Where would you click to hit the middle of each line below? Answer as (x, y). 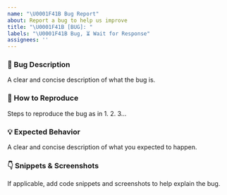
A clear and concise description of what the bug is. (81, 80)
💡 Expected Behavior (44, 132)
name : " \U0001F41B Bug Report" (53, 14)
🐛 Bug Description (39, 65)
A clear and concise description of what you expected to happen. (102, 147)
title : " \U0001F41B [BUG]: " (50, 27)
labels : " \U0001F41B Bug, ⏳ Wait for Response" (79, 33)
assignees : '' (28, 40)
